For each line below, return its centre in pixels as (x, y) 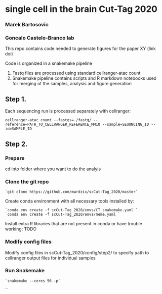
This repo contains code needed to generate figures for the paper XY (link (81, 49)
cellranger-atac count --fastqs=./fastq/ (48, 120)
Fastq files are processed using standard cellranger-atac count (76, 73)
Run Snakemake (25, 271)
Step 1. (16, 99)
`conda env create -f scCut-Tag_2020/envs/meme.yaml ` (63, 215)
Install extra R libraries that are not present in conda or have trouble (74, 224)
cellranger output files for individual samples (50, 258)
